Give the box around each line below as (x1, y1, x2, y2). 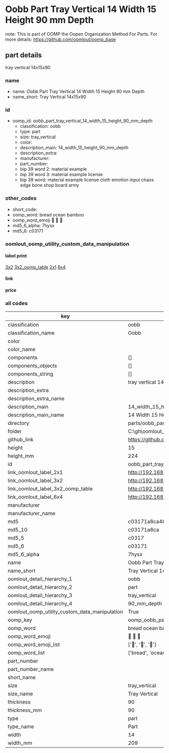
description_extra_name (8, 395, 64, 402)
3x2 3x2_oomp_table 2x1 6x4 (5, 264, 66, 270)
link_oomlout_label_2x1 (8, 469, 63, 476)
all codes (5, 299, 28, 306)
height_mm (8, 453, 34, 460)
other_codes (5, 195, 37, 202)
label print (5, 253, 27, 259)
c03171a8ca (128, 526, 159, 533)
